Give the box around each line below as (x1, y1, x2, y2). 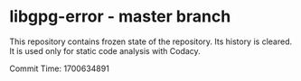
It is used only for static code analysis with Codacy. (9, 45, 201, 56)
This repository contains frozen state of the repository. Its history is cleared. (9, 36, 292, 47)
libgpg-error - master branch (9, 6, 231, 27)
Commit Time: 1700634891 (9, 63, 110, 74)
